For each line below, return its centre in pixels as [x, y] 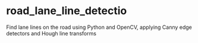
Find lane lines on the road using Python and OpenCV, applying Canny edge [99, 27]
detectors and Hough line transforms [51, 33]
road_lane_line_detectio [67, 11]
